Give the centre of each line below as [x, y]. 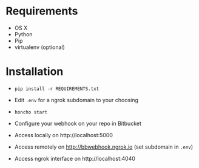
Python [23, 34]
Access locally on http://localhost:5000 [64, 135]
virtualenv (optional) [39, 47]
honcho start [31, 112]
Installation [35, 72]
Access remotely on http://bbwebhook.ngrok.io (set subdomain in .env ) [104, 147]
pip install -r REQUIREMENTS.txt [57, 89]
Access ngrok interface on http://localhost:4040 [75, 158]
